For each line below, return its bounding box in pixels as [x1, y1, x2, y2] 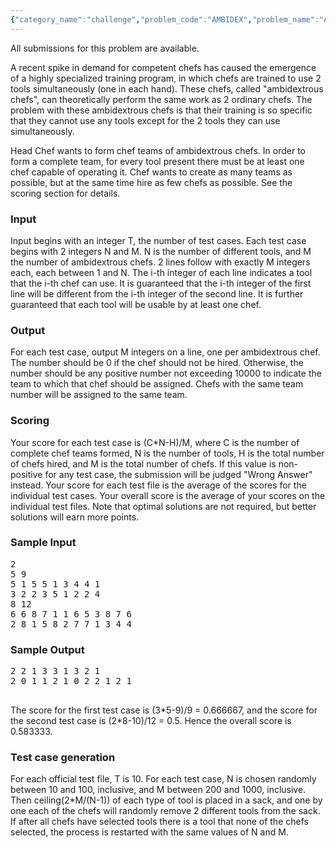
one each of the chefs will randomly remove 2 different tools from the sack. [10, 805, 321, 817]
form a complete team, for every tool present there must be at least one [10, 155, 305, 167]
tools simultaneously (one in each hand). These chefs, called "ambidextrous [10, 82, 324, 95]
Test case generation [10, 751, 116, 765]
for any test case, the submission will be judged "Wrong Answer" [44, 468, 313, 480]
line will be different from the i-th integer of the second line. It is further [10, 287, 304, 300]
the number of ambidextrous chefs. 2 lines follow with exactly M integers [10, 256, 311, 268]
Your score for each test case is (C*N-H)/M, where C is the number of [10, 436, 300, 448]
